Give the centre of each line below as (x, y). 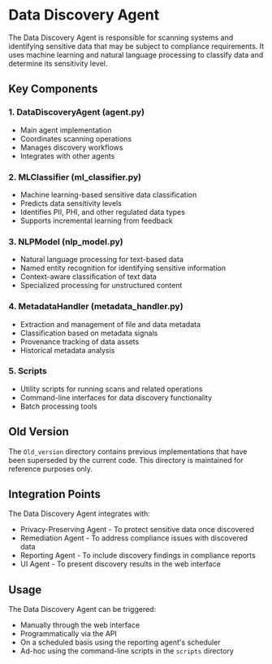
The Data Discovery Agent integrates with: (79, 513)
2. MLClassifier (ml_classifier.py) (75, 177)
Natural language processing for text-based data (102, 260)
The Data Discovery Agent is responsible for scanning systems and (121, 37)
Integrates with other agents (67, 155)
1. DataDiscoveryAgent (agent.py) (76, 112)
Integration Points (55, 494)
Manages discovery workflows (71, 147)
